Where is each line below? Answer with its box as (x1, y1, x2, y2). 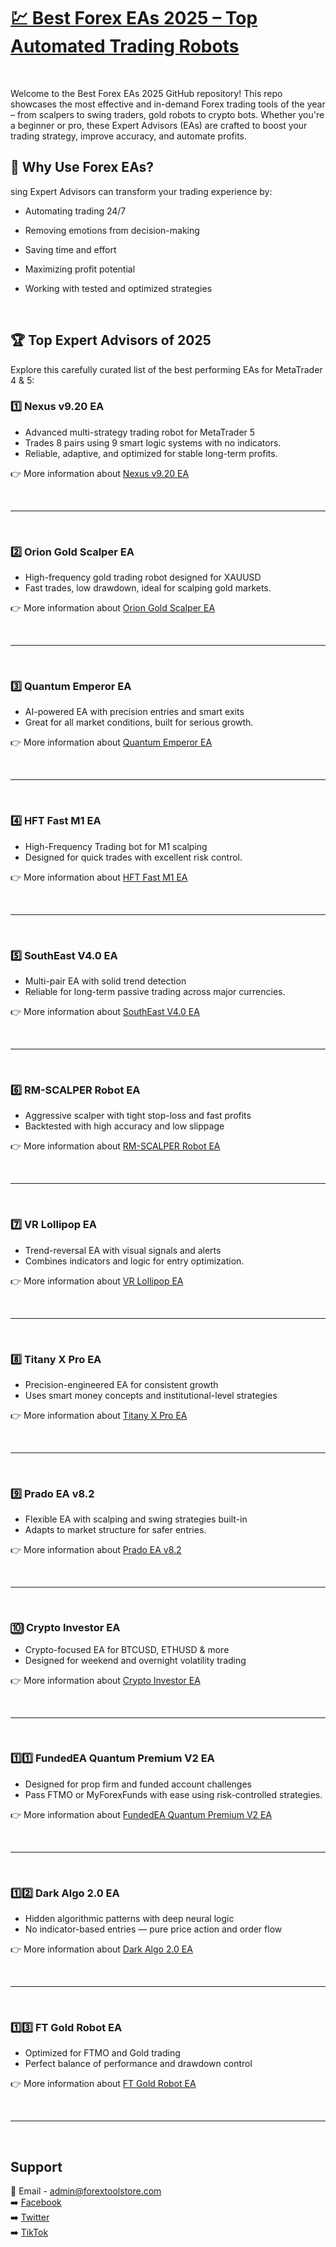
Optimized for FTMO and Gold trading (24, 2047, 181, 2059)
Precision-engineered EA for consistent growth (24, 1378, 219, 1390)
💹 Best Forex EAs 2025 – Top (10, 7, 258, 30)
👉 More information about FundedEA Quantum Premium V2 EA (10, 1808, 273, 1820)
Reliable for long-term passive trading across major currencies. (24, 986, 286, 998)
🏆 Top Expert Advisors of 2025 (10, 332, 212, 349)
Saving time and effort (24, 243, 117, 255)
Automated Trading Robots (10, 35, 240, 58)
